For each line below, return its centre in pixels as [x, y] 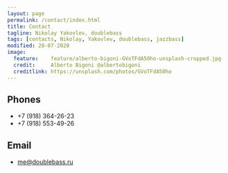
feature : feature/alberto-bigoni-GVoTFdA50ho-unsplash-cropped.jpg [117, 59]
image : [17, 53]
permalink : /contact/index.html [54, 20]
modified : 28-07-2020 [38, 46]
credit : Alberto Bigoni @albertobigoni [77, 65]
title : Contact [29, 26]
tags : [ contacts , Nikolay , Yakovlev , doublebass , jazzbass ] [96, 39]
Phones [24, 99]
